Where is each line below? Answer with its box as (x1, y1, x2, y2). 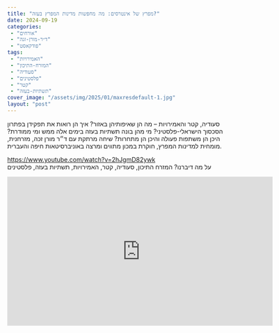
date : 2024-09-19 (7, 17, 58, 24)
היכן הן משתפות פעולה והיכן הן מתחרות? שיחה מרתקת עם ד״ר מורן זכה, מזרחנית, (7, 134, 221, 143)
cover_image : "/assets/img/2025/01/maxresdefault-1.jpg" (7, 95, 176, 101)
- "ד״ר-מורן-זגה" (10, 36, 51, 43)
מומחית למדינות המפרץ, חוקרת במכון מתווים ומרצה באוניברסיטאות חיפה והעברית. (7, 142, 222, 150)
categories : (7, 23, 42, 30)
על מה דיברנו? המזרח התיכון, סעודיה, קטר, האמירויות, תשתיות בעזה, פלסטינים (7, 163, 212, 171)
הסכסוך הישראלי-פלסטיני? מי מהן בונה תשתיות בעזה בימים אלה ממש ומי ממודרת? (7, 127, 223, 136)
